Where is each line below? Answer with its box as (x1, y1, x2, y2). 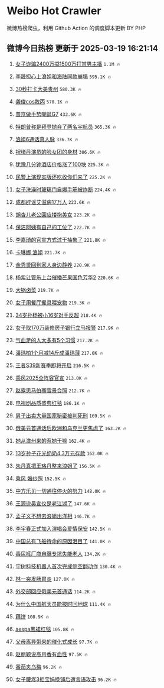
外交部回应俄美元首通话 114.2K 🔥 (15, 588, 96, 595)
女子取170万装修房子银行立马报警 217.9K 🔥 (15, 324, 120, 331)
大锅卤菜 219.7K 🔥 (15, 286, 60, 293)
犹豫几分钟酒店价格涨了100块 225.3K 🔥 (15, 161, 110, 168)
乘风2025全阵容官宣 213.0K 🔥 (15, 374, 88, 381)
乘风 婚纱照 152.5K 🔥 (15, 475, 67, 482)
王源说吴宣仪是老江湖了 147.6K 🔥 (15, 499, 96, 507)
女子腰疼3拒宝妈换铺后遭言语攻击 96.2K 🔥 (15, 676, 117, 683)
